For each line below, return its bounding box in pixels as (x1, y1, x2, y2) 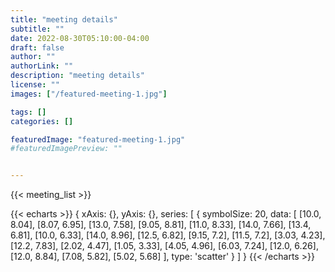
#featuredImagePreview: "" (10, 144, 123, 154)
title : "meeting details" (10, 14, 118, 25)
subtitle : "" (10, 24, 65, 34)
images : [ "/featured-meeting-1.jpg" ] (10, 89, 168, 99)
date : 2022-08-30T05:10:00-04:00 (10, 33, 150, 43)
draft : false (10, 42, 65, 53)
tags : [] (10, 107, 47, 117)
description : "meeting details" (10, 71, 145, 81)
